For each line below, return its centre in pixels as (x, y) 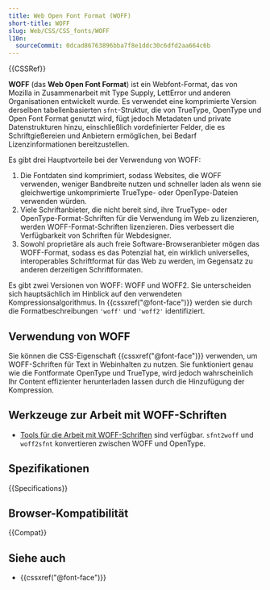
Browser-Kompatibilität (69, 513)
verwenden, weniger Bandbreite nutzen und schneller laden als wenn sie (141, 184)
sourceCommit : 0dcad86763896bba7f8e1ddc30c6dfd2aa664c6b (113, 46)
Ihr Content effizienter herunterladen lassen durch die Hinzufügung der (127, 381)
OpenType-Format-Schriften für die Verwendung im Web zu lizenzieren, (139, 218)
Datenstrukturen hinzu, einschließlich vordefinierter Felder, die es (117, 127)
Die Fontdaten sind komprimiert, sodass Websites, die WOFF (120, 176)
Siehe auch (37, 558)
